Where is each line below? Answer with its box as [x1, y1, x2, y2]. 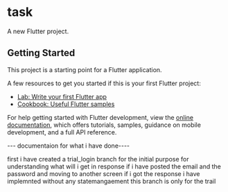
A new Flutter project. [7, 27, 69, 35]
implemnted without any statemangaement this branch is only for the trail [7, 177, 216, 185]
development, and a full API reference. [7, 128, 117, 136]
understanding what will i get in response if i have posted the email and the [7, 162, 222, 171]
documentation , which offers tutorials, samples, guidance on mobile [7, 121, 201, 129]
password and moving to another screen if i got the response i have [7, 169, 200, 177]
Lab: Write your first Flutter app [17, 92, 107, 101]
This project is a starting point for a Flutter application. [7, 65, 162, 73]
